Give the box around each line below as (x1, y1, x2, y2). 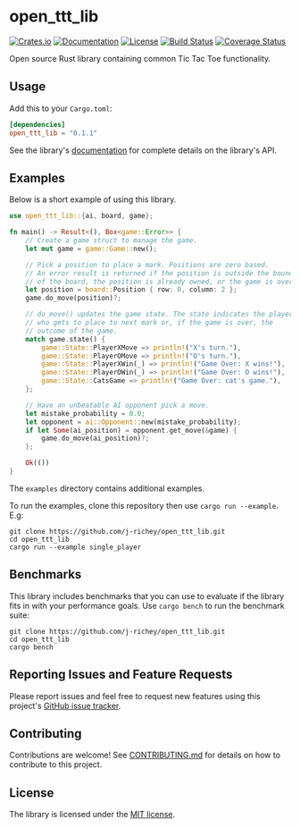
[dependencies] (9, 120, 66, 129)
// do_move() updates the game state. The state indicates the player (25, 310, 294, 319)
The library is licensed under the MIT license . (9, 809, 176, 820)
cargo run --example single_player (9, 543, 142, 552)
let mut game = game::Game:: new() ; (25, 244, 158, 253)
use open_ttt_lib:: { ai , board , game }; (9, 212, 154, 221)
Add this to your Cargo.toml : (9, 103, 113, 114)
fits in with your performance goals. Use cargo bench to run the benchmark (9, 600, 285, 611)
